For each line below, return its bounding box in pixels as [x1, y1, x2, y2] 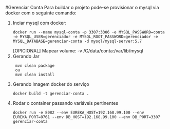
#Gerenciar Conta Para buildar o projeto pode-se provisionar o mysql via [5, 5, 159, 10]
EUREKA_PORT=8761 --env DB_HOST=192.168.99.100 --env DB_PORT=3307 [12, 115, 160, 120]
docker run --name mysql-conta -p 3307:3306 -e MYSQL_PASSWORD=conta [12, 30, 165, 35]
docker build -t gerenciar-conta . [12, 91, 89, 96]
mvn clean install [15, 72, 55, 77]
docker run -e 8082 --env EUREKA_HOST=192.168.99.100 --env [12, 110, 144, 115]
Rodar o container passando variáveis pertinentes [12, 100, 119, 106]
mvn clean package [15, 63, 55, 68]
